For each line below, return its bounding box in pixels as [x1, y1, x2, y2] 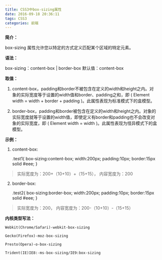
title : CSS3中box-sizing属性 [5, 7, 62, 12]
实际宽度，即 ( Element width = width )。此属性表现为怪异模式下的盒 [20, 121, 158, 126]
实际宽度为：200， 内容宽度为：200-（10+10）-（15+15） [16, 205, 133, 211]
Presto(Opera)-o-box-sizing [5, 242, 62, 247]
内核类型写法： [5, 215, 35, 221]
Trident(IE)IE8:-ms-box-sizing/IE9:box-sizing [5, 250, 101, 256]
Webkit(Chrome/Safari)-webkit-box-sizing [5, 225, 90, 230]
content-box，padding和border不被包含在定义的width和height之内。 [12, 86, 150, 92]
